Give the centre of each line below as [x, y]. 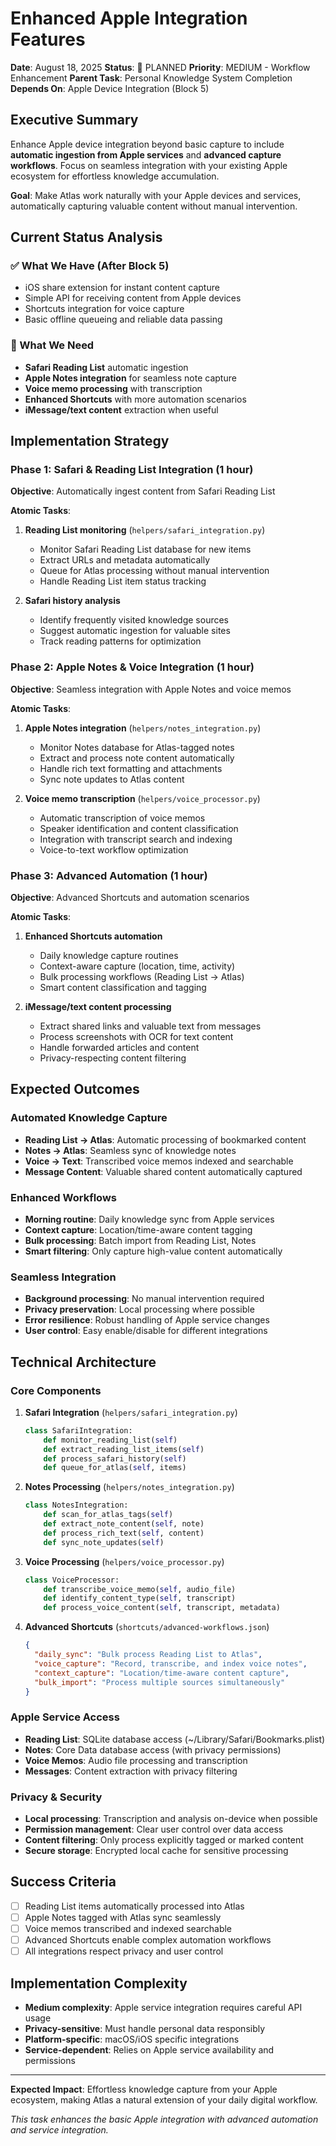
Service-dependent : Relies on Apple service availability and [149, 2050]
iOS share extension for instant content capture [122, 288]
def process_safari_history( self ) [115, 1458]
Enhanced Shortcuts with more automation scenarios [135, 399]
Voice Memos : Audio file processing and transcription [136, 1760]
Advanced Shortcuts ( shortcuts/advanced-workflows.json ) [147, 1627]
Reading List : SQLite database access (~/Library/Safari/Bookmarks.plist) [175, 1739]
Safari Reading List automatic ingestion [106, 367]
